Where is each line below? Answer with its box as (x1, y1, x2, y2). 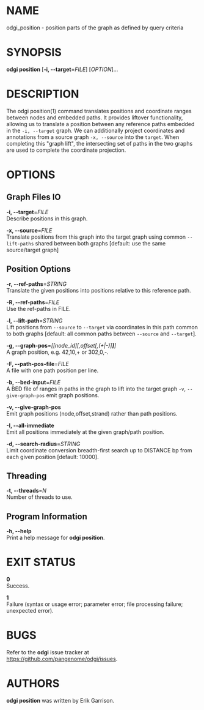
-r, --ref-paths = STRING (6, 280, 67, 288)
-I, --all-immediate (6, 422, 55, 429)
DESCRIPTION (6, 87, 79, 101)
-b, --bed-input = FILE (6, 378, 61, 386)
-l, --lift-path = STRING (6, 316, 63, 324)
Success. (6, 582, 30, 589)
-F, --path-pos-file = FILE (6, 360, 69, 367)
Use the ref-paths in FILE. (6, 305, 71, 312)
